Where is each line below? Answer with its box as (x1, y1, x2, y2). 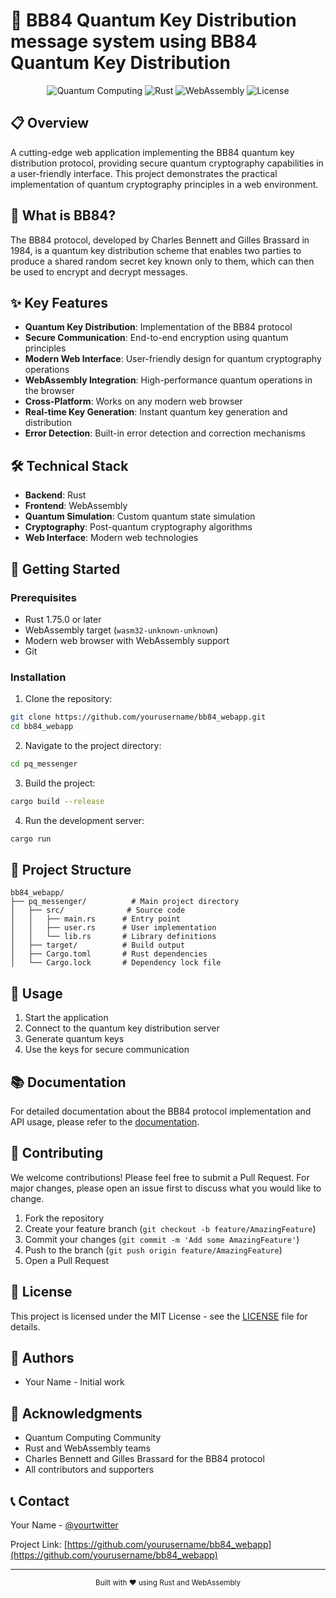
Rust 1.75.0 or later (24, 613, 102, 625)
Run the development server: (24, 814, 145, 826)
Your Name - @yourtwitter (10, 1519, 119, 1531)
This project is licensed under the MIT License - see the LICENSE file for (10, 1310, 308, 1322)
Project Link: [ (10, 1539, 68, 1551)
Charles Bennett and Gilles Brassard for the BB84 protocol (24, 1453, 265, 1465)
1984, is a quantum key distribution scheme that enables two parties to (10, 244, 302, 256)
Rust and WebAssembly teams (24, 1442, 151, 1454)
